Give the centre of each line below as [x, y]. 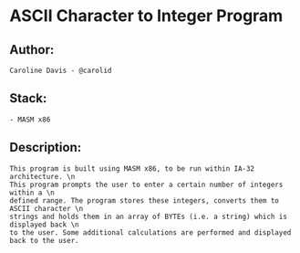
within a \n [32, 193]
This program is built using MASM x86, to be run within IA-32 [132, 169]
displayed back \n [44, 225]
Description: [46, 148]
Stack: [28, 98]
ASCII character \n [47, 208]
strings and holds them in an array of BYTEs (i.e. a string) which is [148, 216]
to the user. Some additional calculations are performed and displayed [150, 232]
